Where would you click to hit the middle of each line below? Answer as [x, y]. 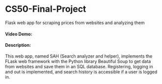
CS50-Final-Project [46, 9]
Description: [18, 45]
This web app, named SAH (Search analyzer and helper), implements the [79, 56]
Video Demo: [19, 34]
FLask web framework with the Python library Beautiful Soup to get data [78, 61]
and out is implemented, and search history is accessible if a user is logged [81, 72]
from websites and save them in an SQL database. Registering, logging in [79, 66]
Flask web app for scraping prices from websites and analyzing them [75, 23]
